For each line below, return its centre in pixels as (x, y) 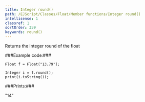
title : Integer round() (29, 9)
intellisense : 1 (21, 18)
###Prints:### (20, 86)
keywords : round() (24, 32)
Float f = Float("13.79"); (32, 64)
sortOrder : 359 (21, 28)
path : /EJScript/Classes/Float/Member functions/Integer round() (73, 14)
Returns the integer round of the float (42, 46)
